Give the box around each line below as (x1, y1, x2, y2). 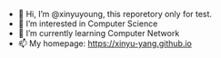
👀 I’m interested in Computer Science (17, 18, 158, 29)
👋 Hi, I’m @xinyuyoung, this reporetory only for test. (17, 9, 212, 19)
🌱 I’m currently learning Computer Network (17, 28, 180, 38)
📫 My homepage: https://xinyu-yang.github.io (17, 38, 193, 49)
